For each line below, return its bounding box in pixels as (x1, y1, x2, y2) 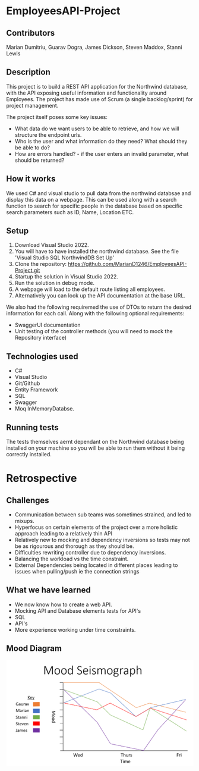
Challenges (6, 495, 49, 505)
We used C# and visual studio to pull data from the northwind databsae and (6, 189, 191, 197)
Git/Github (14, 380, 40, 387)
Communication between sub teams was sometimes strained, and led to (14, 511, 192, 518)
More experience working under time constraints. (14, 626, 136, 633)
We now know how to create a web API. (14, 601, 112, 608)
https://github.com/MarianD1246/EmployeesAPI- (68, 261, 187, 268)
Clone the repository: (14, 261, 67, 268)
